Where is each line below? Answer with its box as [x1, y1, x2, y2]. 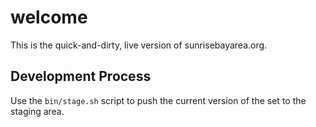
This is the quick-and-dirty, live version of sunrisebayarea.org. [10, 39, 268, 51]
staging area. [10, 105, 65, 117]
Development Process [10, 68, 152, 85]
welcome [10, 6, 88, 29]
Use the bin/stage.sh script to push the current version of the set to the [10, 94, 307, 106]
